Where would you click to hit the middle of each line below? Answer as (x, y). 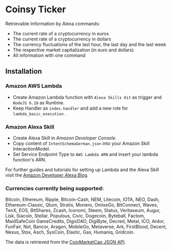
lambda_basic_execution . (40, 113)
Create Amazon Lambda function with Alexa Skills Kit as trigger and (87, 97)
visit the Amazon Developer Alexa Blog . (47, 175)
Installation (24, 71)
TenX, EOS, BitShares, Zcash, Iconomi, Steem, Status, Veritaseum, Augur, (83, 211)
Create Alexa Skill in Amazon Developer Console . (65, 138)
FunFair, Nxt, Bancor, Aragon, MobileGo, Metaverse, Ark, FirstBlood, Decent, (86, 227)
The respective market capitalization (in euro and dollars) (73, 50)
